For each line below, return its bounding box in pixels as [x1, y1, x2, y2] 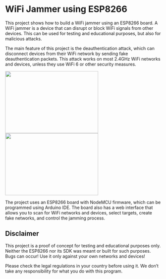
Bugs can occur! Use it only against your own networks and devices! [5, 253, 145, 259]
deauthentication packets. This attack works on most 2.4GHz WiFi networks [5, 56, 161, 62]
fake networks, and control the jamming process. [5, 215, 106, 221]
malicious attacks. [5, 36, 42, 42]
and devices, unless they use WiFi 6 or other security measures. [5, 61, 136, 67]
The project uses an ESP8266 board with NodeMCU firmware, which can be [5, 199, 161, 205]
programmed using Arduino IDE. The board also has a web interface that [5, 205, 153, 210]
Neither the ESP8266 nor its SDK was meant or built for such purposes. [5, 248, 151, 254]
